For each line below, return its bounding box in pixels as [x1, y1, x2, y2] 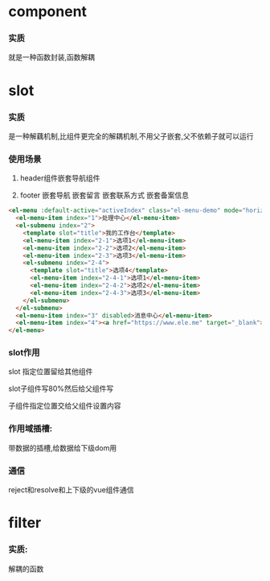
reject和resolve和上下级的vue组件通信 [8, 485, 134, 495]
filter [8, 514, 42, 532]
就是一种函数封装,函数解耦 [8, 52, 96, 62]
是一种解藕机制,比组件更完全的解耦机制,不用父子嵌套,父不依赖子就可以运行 [8, 131, 255, 141]
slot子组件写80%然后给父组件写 [8, 384, 114, 393]
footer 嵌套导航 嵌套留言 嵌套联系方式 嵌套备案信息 [19, 190, 189, 200]
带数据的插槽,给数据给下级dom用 [8, 442, 117, 453]
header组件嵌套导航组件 [19, 173, 100, 183]
